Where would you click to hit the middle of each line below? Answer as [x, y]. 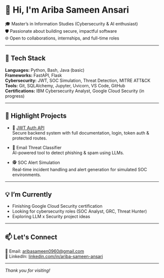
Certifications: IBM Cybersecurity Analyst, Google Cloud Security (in [75, 91]
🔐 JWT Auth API [28, 128]
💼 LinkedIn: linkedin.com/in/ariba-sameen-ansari [54, 257]
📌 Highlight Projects [36, 116]
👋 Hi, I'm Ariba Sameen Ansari [67, 10]
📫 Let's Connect [31, 237]
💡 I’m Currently [29, 194]
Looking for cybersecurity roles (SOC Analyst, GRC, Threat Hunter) [80, 211]
